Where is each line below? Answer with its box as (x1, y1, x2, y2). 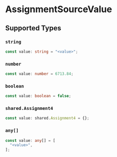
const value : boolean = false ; (5, 94, 71, 99)
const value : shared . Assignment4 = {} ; (5, 115, 90, 121)
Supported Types (5, 24, 62, 32)
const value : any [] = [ (5, 138, 56, 143)
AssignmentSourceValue (5, 4, 112, 15)
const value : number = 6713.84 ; (5, 71, 73, 76)
